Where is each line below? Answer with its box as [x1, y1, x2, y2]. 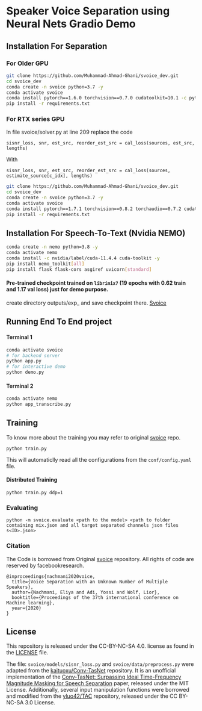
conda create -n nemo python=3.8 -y [6, 244, 98, 250]
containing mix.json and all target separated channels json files [6, 523, 179, 529]
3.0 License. [25, 699, 55, 706]
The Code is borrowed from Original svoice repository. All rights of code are [6, 555, 194, 562]
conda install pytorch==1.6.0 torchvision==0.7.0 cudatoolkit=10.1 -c [6, 95, 187, 101]
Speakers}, [6, 584, 34, 590]
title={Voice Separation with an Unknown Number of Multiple [11, 579, 168, 585]
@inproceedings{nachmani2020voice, [6, 573, 96, 579]
